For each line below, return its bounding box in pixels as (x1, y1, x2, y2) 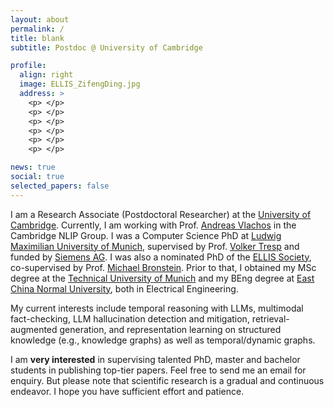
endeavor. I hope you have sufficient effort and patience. (10, 385, 245, 397)
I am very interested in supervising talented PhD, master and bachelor (10, 353, 301, 365)
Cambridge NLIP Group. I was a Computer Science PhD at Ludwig (10, 229, 282, 241)
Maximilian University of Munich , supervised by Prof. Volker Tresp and (10, 240, 300, 252)
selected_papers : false (10, 181, 110, 191)
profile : (10, 61, 47, 71)
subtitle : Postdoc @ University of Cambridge (10, 42, 203, 53)
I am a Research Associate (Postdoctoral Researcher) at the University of (10, 208, 312, 220)
